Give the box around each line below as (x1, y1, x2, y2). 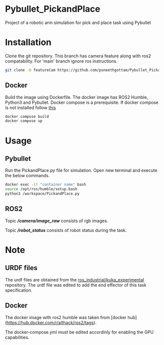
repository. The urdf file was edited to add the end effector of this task (5, 282, 146, 288)
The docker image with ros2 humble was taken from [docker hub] (5, 314, 137, 320)
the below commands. (5, 173, 50, 179)
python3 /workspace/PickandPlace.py (5, 191, 80, 196)
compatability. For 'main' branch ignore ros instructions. (5, 58, 118, 64)
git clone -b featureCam (5, 68, 56, 72)
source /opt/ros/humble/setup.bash (5, 187, 78, 192)
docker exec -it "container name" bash (5, 182, 86, 187)
